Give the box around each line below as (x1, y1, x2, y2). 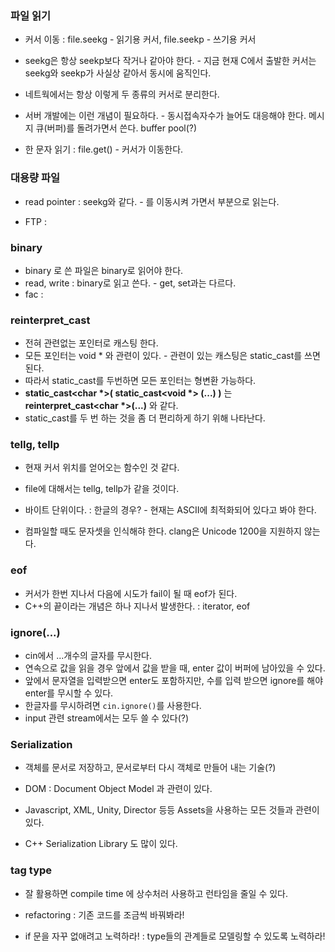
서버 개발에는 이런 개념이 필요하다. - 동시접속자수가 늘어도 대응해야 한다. (24, 110, 307, 122)
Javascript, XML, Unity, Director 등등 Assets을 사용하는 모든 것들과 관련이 (24, 804, 320, 816)
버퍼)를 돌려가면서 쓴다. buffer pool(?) (46, 122, 198, 134)
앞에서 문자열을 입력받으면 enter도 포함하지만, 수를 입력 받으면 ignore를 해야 (24, 675, 324, 687)
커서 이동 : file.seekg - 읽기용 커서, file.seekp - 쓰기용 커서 (24, 33, 257, 46)
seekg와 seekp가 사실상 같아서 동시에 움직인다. (24, 67, 212, 79)
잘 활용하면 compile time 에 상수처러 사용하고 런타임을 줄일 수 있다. (24, 887, 289, 899)
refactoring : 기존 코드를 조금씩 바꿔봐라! (24, 908, 185, 921)
